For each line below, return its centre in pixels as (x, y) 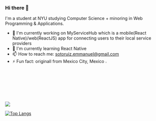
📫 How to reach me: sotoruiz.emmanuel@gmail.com (65, 54)
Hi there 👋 (17, 8)
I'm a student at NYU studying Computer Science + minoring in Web (74, 19)
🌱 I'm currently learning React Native (49, 49)
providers (22, 43)
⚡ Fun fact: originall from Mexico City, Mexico (58, 61)
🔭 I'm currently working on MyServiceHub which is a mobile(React (79, 33)
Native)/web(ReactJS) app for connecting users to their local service (82, 38)
